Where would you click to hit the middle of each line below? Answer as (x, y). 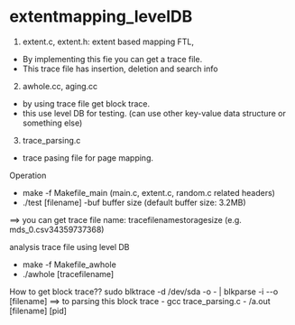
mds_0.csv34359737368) (57, 229)
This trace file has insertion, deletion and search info (120, 69)
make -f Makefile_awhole (69, 265)
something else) (52, 123)
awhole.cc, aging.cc (60, 86)
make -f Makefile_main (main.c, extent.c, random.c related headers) (148, 192)
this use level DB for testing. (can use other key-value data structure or (154, 113)
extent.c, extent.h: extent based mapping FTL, (108, 42)
